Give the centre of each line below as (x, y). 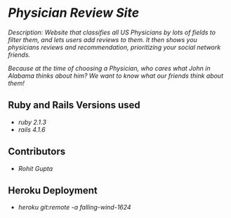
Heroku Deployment (53, 190)
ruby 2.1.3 (32, 122)
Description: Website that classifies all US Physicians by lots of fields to (112, 32)
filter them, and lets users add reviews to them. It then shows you (103, 39)
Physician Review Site (74, 13)
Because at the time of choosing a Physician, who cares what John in (109, 68)
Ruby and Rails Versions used (74, 105)
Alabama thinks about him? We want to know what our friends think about (116, 76)
